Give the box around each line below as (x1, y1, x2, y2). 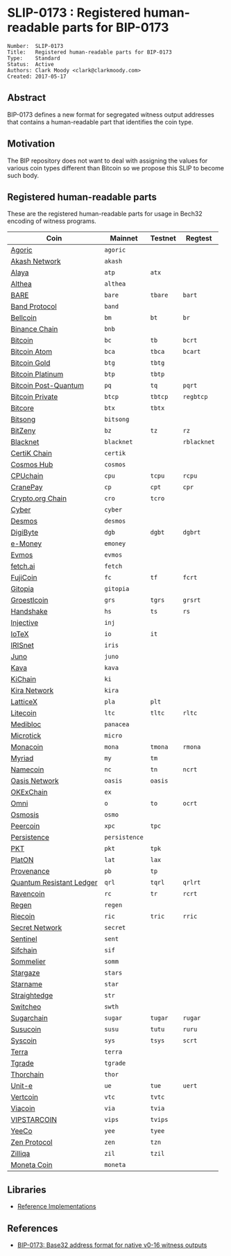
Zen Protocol (10, 1138, 53, 1148)
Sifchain (10, 945, 37, 955)
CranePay (10, 482, 43, 492)
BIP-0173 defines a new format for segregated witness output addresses (7, 110, 215, 119)
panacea (103, 721, 130, 728)
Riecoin (10, 912, 35, 922)
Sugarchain (10, 1013, 49, 1023)
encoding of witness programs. (7, 217, 97, 225)
